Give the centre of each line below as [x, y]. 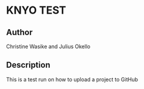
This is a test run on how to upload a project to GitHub [72, 79]
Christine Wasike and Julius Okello [48, 46]
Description [28, 65]
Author [19, 32]
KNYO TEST [36, 10]
